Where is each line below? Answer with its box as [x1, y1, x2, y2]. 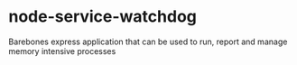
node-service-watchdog [8, 6, 198, 27]
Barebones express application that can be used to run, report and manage [8, 36, 288, 47]
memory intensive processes [8, 45, 116, 56]
